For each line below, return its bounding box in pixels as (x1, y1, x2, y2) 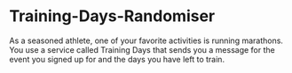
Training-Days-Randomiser (9, 6, 216, 26)
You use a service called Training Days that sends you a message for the (9, 44, 275, 55)
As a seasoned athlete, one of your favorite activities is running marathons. (9, 35, 284, 46)
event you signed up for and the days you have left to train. (9, 54, 225, 64)
